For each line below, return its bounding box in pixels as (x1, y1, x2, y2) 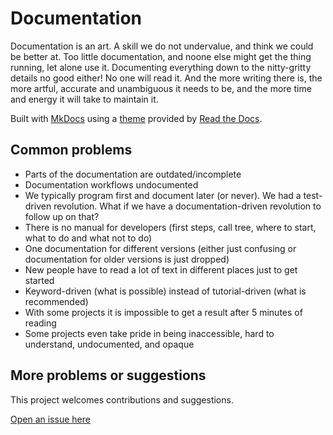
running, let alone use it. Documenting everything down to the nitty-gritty (10, 61, 312, 73)
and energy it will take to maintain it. (10, 93, 159, 105)
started (24, 274, 55, 286)
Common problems (10, 142, 133, 159)
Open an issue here (10, 413, 91, 425)
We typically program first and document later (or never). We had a (24, 189, 302, 201)
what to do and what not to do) (24, 232, 153, 244)
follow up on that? (24, 210, 100, 222)
